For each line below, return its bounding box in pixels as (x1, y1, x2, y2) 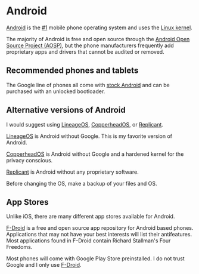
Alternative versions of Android (6, 105, 126, 115)
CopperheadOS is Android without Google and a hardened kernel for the (6, 150, 184, 158)
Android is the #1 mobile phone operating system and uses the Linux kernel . (6, 24, 192, 31)
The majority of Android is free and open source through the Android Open (6, 35, 190, 42)
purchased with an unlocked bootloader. (6, 88, 105, 95)
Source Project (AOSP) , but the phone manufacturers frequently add (6, 42, 174, 49)
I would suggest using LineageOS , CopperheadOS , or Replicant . (6, 121, 164, 128)
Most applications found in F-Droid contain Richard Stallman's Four (6, 237, 171, 244)
